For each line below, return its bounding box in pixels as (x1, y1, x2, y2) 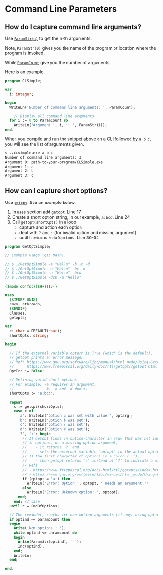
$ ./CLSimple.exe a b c (5, 151, 53, 155)
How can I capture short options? (5, 186, 108, 195)
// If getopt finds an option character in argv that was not (22, 436, 151, 440)
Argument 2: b (5, 169, 34, 173)
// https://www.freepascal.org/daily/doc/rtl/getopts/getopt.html (9, 364, 158, 369)
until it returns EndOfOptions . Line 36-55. (19, 235, 100, 240)
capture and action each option (19, 224, 82, 230)
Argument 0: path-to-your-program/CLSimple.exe (5, 159, 103, 165)
